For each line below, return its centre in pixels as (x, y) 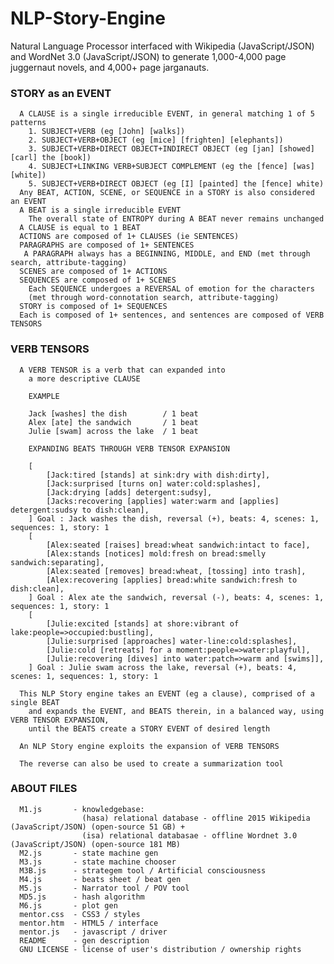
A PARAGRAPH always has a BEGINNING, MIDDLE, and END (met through (167, 254)
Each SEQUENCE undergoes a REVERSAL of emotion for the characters (171, 289)
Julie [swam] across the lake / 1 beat (113, 431)
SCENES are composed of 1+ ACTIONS (93, 272)
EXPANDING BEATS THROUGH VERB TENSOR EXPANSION (129, 448)
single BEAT (35, 702)
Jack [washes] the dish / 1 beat (113, 413)
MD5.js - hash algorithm (82, 897)
